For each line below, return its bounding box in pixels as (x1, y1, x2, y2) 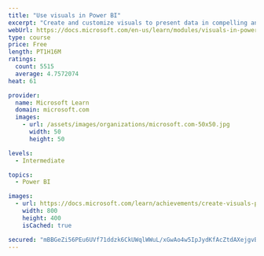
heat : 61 (8, 77, 37, 85)
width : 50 (28, 128, 61, 136)
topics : (8, 170, 34, 179)
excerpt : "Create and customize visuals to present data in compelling (8, 19, 247, 27)
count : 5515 (15, 63, 55, 71)
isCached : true (22, 221, 72, 229)
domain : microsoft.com (15, 106, 90, 114)
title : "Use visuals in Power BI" (8, 11, 122, 20)
